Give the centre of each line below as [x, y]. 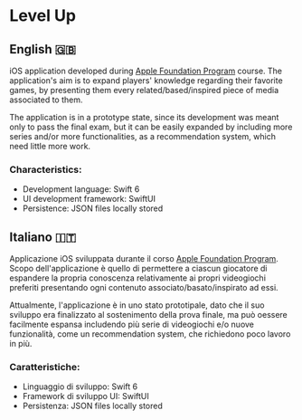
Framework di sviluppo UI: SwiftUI [85, 396]
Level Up [43, 16]
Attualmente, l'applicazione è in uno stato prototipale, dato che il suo [137, 305]
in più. [21, 344]
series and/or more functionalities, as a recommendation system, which [142, 136]
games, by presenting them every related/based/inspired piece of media [144, 90]
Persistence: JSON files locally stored [93, 208]
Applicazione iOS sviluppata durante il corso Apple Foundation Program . [144, 259]
